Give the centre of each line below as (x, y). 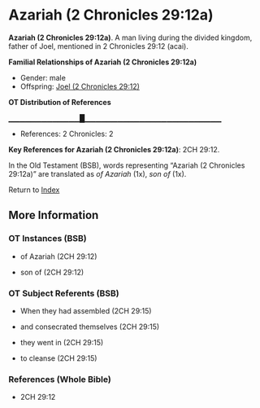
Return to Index (34, 190)
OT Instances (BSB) (48, 239)
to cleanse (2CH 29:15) (58, 358)
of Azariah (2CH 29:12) (58, 256)
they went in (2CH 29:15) (62, 342)
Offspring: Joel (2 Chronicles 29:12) (80, 86)
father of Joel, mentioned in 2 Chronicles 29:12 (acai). (98, 46)
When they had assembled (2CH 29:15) (86, 310)
